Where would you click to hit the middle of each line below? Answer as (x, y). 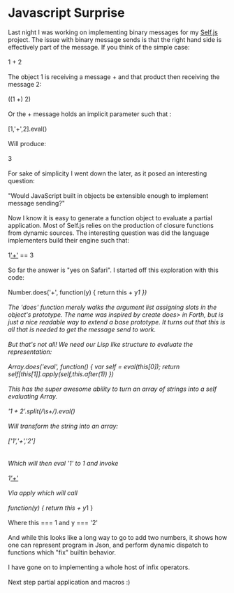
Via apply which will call (43, 493)
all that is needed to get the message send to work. (82, 329)
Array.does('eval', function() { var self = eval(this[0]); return (94, 366)
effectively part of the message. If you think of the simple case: (99, 47)
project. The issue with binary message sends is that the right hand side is (115, 39)
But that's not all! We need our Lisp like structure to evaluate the (101, 344)
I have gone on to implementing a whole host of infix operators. (99, 567)
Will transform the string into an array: (63, 426)
